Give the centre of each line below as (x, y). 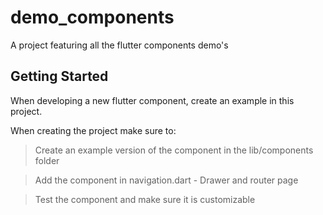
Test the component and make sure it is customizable (145, 199)
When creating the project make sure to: (93, 130)
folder (47, 160)
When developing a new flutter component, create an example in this (152, 100)
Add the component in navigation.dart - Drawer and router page (166, 180)
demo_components (92, 17)
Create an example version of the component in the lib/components (174, 150)
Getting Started (59, 76)
